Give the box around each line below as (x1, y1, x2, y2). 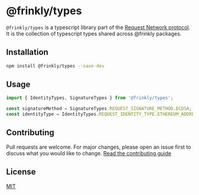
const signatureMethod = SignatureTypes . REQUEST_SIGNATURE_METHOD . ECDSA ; (6, 106, 192, 112)
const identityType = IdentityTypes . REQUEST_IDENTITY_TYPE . (6, 111, 158, 117)
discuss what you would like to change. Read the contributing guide (6, 149, 172, 156)
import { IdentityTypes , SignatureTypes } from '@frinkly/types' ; (6, 95, 174, 101)
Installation (6, 47, 49, 57)
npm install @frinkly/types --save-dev (6, 63, 105, 69)
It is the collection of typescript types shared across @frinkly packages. (6, 30, 182, 37)
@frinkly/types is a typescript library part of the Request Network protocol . (6, 24, 191, 31)
